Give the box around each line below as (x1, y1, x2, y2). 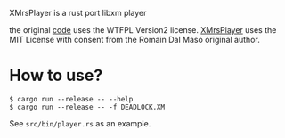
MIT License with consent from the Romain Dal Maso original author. (9, 35, 260, 45)
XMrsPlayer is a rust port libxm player (9, 8, 147, 18)
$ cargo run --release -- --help (9, 94, 134, 103)
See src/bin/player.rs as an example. (9, 118, 151, 128)
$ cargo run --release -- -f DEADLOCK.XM (9, 102, 166, 111)
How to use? (9, 66, 103, 85)
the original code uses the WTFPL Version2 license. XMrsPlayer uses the (9, 25, 277, 35)
